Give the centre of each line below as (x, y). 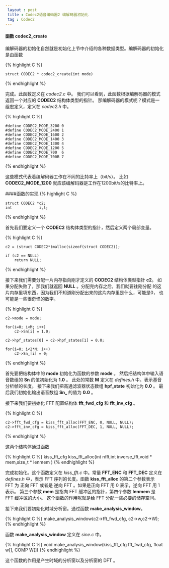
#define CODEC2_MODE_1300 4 (35, 144)
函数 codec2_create (26, 36)
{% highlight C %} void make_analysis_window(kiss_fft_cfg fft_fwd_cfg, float (84, 544)
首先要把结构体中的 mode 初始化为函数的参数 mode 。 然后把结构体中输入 (82, 373)
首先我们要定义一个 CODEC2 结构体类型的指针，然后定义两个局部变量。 (80, 227)
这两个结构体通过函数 (27, 446)
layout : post (22, 10)
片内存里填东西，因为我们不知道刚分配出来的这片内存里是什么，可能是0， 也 (84, 292)
